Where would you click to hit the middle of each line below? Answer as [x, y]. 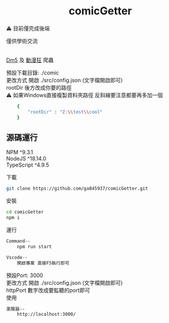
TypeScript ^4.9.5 [28, 165]
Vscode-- [17, 257]
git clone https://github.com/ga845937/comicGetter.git [77, 189]
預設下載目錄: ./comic [33, 72]
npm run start [34, 247]
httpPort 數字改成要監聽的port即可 [48, 290]
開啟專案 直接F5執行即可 [43, 263]
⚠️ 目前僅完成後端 [28, 28]
